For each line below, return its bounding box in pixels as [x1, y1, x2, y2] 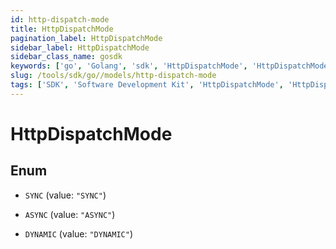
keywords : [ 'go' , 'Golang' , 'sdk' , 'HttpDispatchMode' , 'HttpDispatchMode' [10, 61, 333, 71]
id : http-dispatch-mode [10, 14, 110, 25]
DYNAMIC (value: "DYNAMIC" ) [24, 227, 133, 240]
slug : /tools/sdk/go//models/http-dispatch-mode [10, 71, 217, 81]
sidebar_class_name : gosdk [10, 52, 123, 62]
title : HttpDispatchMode [10, 24, 114, 34]
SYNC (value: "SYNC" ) [24, 189, 107, 201]
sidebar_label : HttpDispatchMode [10, 42, 150, 53]
